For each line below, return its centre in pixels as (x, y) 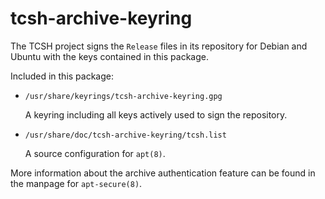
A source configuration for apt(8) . (95, 153)
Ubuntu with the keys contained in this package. (109, 56)
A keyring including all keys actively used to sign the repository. (156, 114)
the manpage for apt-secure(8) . (76, 183)
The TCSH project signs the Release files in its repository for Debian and (159, 46)
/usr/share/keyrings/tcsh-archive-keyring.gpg (123, 96)
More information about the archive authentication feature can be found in (163, 173)
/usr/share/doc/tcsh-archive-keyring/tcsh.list (125, 135)
